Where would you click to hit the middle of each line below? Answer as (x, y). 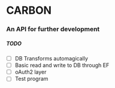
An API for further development (53, 29)
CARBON (29, 10)
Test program (31, 79)
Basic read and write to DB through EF (62, 65)
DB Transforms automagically (52, 59)
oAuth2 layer (31, 72)
